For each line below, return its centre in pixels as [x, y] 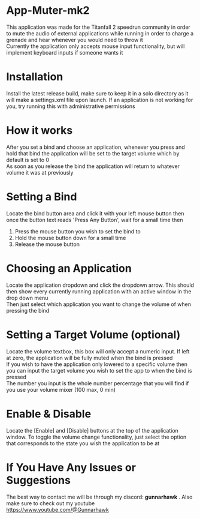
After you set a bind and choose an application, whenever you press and [96, 147]
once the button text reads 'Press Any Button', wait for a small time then [95, 220]
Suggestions [38, 480]
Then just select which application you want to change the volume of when [99, 304]
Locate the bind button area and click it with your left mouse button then [95, 213]
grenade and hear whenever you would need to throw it [75, 40]
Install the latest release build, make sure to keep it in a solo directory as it [97, 93]
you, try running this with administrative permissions [71, 106]
